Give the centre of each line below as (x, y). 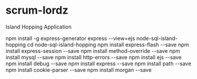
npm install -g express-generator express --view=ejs (70, 38)
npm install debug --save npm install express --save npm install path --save (99, 64)
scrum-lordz (37, 10)
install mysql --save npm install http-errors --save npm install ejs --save (94, 57)
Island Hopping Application (39, 27)
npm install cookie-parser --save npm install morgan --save (79, 69)
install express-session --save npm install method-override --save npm (93, 50)
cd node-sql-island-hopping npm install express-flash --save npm (108, 45)
